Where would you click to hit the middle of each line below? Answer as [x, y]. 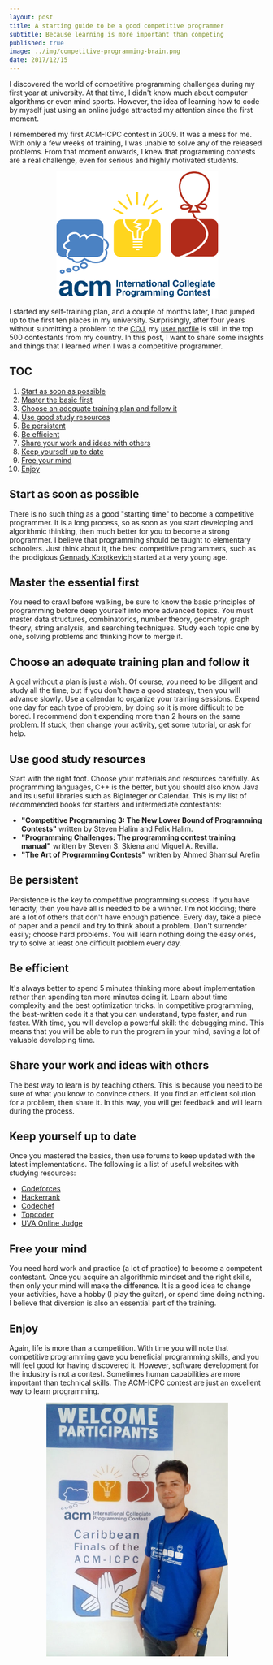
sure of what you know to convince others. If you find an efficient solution [133, 1093]
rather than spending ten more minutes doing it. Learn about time [119, 997]
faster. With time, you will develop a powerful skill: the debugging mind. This [137, 1023]
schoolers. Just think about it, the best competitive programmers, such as [133, 548]
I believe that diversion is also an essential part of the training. [113, 1303]
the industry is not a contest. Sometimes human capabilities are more [125, 1373]
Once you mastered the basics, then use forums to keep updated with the [132, 1156]
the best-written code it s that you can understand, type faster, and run [128, 1014]
